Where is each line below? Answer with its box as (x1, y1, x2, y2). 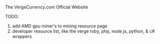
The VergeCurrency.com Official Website (5, 4, 89, 10)
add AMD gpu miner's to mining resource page (12, 23, 107, 29)
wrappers (12, 34, 32, 39)
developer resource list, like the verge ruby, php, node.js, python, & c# (12, 28, 155, 34)
